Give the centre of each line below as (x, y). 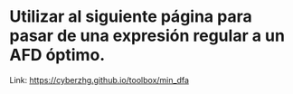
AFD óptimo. (57, 55)
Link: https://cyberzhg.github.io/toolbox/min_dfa (99, 80)
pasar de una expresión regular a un (147, 36)
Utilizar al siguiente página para (131, 17)
